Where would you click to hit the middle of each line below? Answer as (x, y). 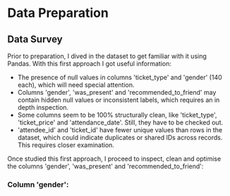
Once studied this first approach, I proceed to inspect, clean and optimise (114, 158)
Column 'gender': (38, 184)
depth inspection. (43, 107)
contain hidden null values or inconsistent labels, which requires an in (119, 100)
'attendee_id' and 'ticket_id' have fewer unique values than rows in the (120, 130)
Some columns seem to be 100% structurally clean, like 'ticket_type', (117, 115)
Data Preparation (58, 13)
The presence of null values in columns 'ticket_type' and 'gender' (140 (120, 77)
